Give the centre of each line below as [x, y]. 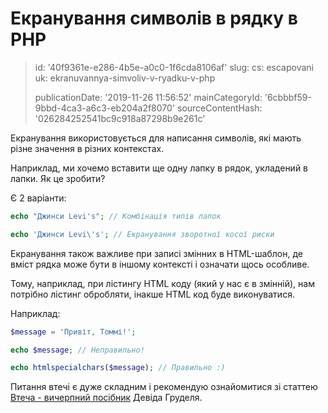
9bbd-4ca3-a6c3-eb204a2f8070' [105, 108]
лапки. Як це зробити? [58, 178]
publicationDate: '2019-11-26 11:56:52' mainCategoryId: [148, 97]
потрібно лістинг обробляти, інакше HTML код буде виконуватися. [152, 294]
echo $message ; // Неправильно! [77, 350]
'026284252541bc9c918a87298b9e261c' [120, 118]
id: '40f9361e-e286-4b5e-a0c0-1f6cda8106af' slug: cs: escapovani [174, 67]
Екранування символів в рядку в [154, 18]
